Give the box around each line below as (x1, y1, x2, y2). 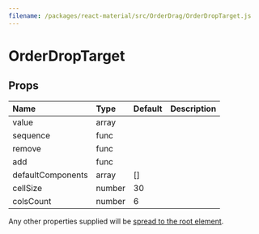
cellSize (12, 182, 43, 194)
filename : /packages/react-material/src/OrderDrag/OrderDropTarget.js (8, 11, 252, 20)
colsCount (12, 195, 52, 206)
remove (12, 143, 42, 154)
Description (169, 103, 217, 114)
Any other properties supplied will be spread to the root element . (8, 216, 224, 226)
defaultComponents (12, 169, 89, 181)
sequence (12, 130, 51, 141)
